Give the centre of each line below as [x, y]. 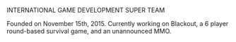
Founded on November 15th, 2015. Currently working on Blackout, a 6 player [118, 23]
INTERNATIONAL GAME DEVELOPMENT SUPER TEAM [86, 10]
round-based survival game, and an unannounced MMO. [89, 31]
